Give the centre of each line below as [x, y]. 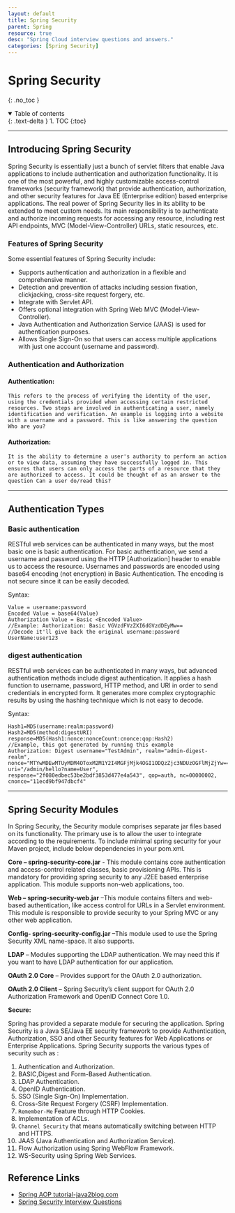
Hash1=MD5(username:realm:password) [61, 727]
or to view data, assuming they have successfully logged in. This [108, 463]
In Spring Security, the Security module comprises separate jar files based [115, 826]
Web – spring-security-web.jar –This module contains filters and [102, 898]
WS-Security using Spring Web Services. [77, 1156]
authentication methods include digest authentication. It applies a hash [109, 678]
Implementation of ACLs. [53, 1119]
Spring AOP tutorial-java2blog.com [68, 1194]
